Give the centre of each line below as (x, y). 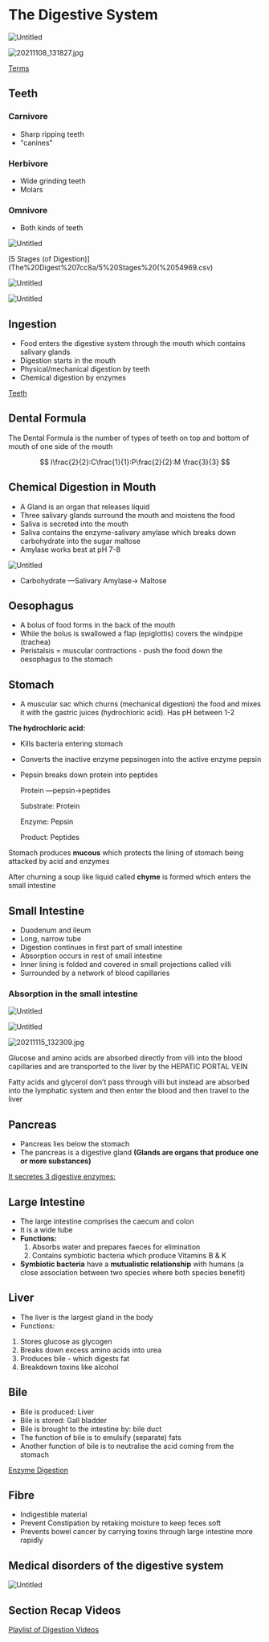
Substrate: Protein (50, 806)
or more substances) (55, 1161)
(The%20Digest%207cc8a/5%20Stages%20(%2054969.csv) (111, 268)
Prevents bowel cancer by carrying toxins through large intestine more (136, 1532)
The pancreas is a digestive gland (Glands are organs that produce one (139, 1153)
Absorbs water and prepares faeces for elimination (116, 1247)
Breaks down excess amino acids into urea (91, 1350)
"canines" (37, 142)
